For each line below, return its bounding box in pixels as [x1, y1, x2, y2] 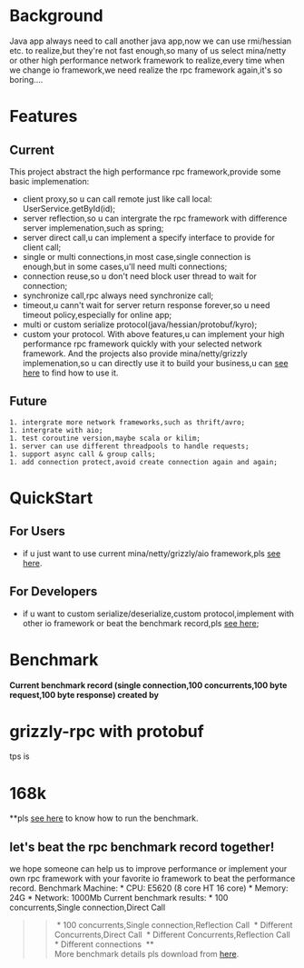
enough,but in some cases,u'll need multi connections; [22, 261, 228, 272]
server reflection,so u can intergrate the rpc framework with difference [22, 213, 288, 224]
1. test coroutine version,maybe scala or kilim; [9, 434, 201, 443]
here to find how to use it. [22, 367, 119, 378]
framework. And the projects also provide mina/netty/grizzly [22, 347, 248, 359]
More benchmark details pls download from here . [54, 949, 240, 960]
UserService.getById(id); [22, 203, 116, 214]
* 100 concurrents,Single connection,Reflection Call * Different [56, 920, 293, 931]
